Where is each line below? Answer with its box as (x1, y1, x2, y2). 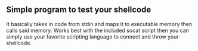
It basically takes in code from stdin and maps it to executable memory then (6, 20, 193, 27)
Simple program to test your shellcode (6, 5, 151, 15)
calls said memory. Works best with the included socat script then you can (6, 27, 190, 34)
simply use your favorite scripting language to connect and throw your (6, 33, 179, 40)
